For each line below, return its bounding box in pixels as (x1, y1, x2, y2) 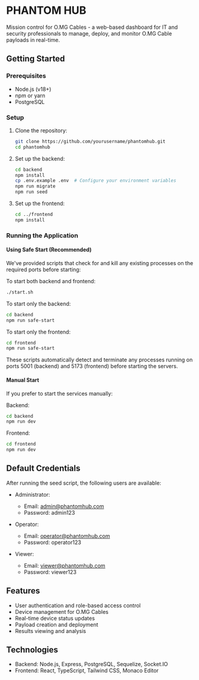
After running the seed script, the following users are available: (6, 479, 162, 486)
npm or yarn (14, 91, 46, 99)
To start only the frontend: (6, 328, 71, 335)
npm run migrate (14, 183, 56, 189)
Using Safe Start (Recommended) (6, 246, 92, 253)
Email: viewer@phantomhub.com (23, 562, 106, 569)
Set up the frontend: (14, 200, 65, 207)
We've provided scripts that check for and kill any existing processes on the (6, 259, 194, 266)
